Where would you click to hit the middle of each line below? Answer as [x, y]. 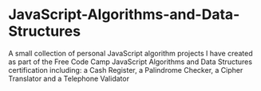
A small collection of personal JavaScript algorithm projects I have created [130, 53]
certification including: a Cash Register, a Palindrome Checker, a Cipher [126, 70]
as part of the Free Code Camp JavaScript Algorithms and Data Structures [130, 62]
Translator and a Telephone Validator [69, 78]
